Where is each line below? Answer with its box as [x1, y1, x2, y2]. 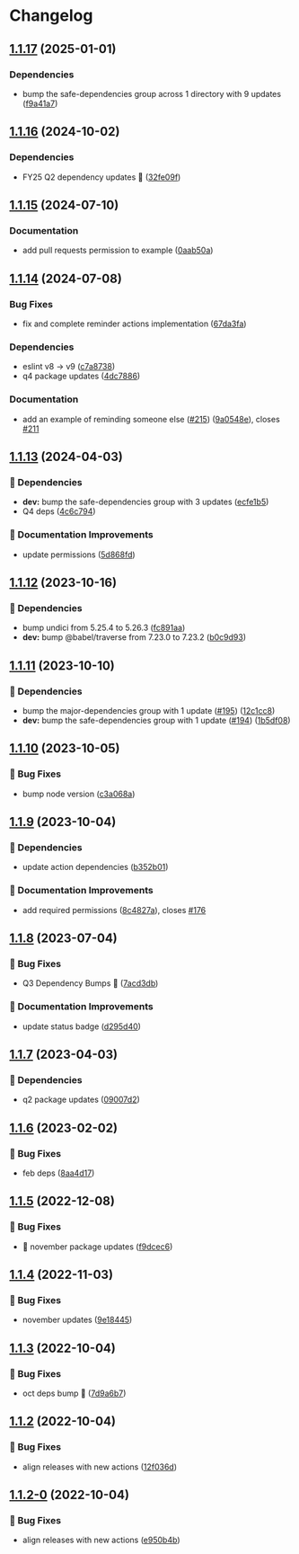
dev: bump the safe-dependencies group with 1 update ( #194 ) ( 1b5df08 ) [22, 715, 291, 725]
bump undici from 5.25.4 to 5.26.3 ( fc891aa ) [22, 622, 186, 634]
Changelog [9, 5, 93, 26]
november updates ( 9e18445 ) [22, 1314, 133, 1326]
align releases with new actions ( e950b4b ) [22, 1534, 180, 1546]
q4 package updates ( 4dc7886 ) [22, 370, 141, 382]
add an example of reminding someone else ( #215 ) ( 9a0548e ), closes [22, 413, 280, 424]
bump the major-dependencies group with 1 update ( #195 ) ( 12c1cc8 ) [22, 705, 276, 715]
